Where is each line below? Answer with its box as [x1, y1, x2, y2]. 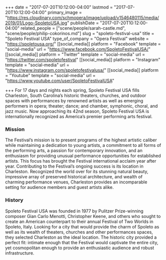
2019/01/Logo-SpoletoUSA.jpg [5, 20, 68, 26]
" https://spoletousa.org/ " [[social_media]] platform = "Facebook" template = [5, 41, 161, 46]
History [5, 197, 24, 204]
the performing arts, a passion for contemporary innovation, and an [5, 148, 143, 154]
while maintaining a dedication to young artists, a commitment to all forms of [5, 142, 162, 148]
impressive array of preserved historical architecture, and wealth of [5, 174, 143, 180]
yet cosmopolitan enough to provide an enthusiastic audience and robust [5, 245, 155, 251]
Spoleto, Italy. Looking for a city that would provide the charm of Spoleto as [5, 223, 160, 229]
